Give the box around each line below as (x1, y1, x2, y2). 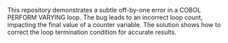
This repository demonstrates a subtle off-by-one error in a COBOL (7, 6, 201, 14)
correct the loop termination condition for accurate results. (7, 28, 177, 36)
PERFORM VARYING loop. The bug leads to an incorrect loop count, (7, 13, 203, 21)
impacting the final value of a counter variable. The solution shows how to (7, 21, 221, 28)
